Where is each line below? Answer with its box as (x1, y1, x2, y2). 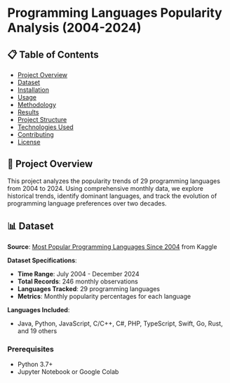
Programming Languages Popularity (7, 5, 222, 21)
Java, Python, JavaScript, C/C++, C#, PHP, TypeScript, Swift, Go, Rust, (17, 319, 223, 328)
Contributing (17, 130, 54, 138)
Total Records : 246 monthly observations (17, 277, 138, 285)
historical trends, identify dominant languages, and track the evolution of (7, 191, 217, 200)
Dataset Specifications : (7, 256, 77, 264)
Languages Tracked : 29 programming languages (17, 284, 160, 293)
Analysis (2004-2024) (7, 20, 142, 36)
